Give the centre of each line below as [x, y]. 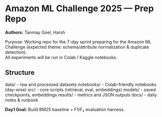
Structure [20, 73]
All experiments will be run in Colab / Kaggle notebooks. [61, 57]
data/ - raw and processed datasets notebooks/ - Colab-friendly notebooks [81, 84]
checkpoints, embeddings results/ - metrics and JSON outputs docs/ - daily [81, 95]
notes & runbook [22, 100]
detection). [16, 52]
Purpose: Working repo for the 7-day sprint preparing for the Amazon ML [78, 41]
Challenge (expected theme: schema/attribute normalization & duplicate [77, 47]
